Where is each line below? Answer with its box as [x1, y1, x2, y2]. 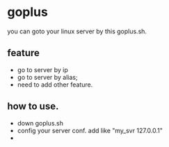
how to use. [7, 101, 59, 112]
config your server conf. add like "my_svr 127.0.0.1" [17, 126, 163, 135]
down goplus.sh [17, 119, 64, 127]
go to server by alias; [17, 73, 78, 81]
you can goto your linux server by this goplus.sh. [7, 27, 147, 35]
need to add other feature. [17, 80, 93, 89]
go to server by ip [17, 65, 68, 73]
